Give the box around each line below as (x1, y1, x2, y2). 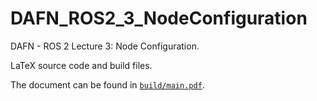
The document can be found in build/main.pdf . (10, 78, 205, 91)
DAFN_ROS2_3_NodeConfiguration (10, 7, 308, 30)
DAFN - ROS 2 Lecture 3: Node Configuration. (10, 40, 200, 52)
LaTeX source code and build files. (10, 59, 153, 71)
